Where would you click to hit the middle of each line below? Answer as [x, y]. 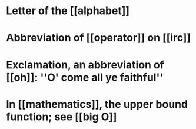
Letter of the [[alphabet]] [68, 11]
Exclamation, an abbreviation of [85, 64]
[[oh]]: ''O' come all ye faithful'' [85, 77]
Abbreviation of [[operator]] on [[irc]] [99, 38]
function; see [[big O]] [62, 117]
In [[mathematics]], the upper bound [97, 104]
